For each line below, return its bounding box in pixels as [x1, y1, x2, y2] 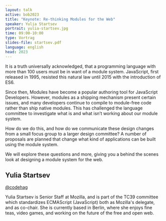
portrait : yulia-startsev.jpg [5, 26, 69, 31]
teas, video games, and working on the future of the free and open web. [5, 210, 154, 216]
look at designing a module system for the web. [5, 156, 104, 162]
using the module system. [5, 141, 59, 147]
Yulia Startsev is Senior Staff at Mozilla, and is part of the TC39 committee [5, 194, 158, 200]
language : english [5, 45, 44, 50]
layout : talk [5, 7, 33, 13]
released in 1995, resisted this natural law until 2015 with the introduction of [5, 74, 161, 80]
